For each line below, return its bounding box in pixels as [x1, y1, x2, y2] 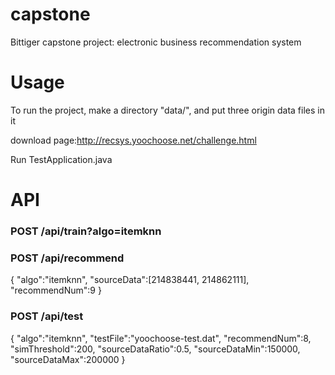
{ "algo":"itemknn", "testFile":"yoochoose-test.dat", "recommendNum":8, [10, 332, 312, 344]
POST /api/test [10, 309, 84, 323]
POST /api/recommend [10, 251, 125, 265]
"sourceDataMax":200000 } [10, 353, 126, 365]
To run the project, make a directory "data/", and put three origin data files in [10, 104, 325, 116]
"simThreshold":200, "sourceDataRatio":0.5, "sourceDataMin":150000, [10, 343, 301, 355]
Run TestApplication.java [10, 153, 113, 165]
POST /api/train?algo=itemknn [10, 224, 162, 238]
